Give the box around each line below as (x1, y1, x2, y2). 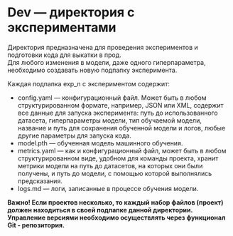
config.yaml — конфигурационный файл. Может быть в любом (17, 93, 207, 102)
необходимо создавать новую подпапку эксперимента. (7, 66, 178, 74)
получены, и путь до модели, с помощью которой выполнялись (17, 169, 212, 178)
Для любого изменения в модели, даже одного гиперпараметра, (7, 58, 206, 66)
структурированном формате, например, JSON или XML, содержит (17, 101, 224, 109)
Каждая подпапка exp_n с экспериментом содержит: (7, 79, 170, 88)
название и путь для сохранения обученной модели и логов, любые (17, 123, 226, 132)
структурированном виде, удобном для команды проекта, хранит (17, 154, 219, 163)
